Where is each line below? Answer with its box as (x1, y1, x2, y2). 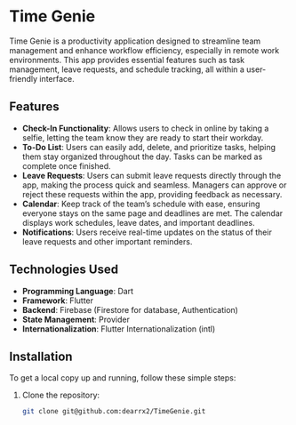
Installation (9, 349, 73, 364)
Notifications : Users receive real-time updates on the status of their (21, 227, 273, 237)
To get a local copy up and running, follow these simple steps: (9, 373, 236, 383)
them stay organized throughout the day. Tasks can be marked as (21, 151, 263, 162)
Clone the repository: (21, 389, 100, 401)
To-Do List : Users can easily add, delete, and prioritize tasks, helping (21, 141, 276, 152)
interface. (39, 73, 76, 84)
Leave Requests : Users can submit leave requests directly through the (21, 170, 282, 180)
